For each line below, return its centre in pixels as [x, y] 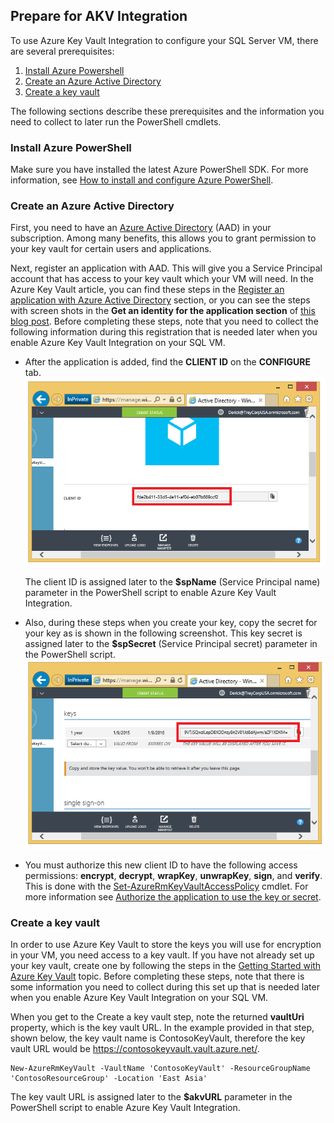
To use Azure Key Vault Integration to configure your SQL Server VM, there [164, 40]
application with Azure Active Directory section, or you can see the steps [160, 300]
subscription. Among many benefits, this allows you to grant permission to [163, 238]
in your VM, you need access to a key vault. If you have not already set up [162, 955]
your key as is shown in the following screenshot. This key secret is [163, 633]
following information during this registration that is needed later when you [164, 332]
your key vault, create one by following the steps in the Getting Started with [166, 966]
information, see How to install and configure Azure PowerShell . [142, 180]
